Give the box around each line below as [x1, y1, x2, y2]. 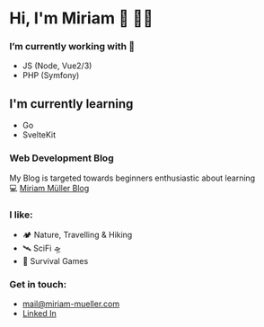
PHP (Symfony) [22, 70, 80, 81]
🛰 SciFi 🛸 [22, 243, 62, 253]
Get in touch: [9, 278, 67, 290]
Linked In [22, 308, 57, 319]
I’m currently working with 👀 [9, 40, 136, 53]
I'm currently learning [9, 96, 134, 111]
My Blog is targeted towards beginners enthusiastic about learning [9, 172, 256, 183]
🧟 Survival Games [22, 255, 89, 266]
